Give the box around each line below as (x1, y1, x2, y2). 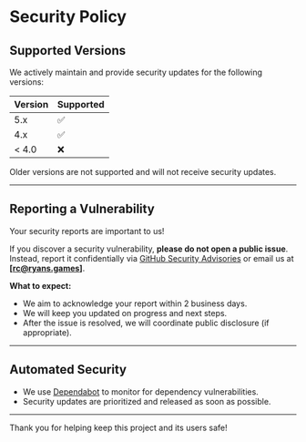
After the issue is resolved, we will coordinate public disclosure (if (22, 317, 270, 328)
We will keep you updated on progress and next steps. (22, 307, 228, 318)
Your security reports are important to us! (9, 225, 165, 236)
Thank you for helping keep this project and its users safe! (9, 422, 228, 433)
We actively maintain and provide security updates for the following (9, 67, 262, 77)
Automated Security (9, 362, 127, 377)
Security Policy (9, 6, 127, 27)
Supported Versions (9, 43, 126, 58)
